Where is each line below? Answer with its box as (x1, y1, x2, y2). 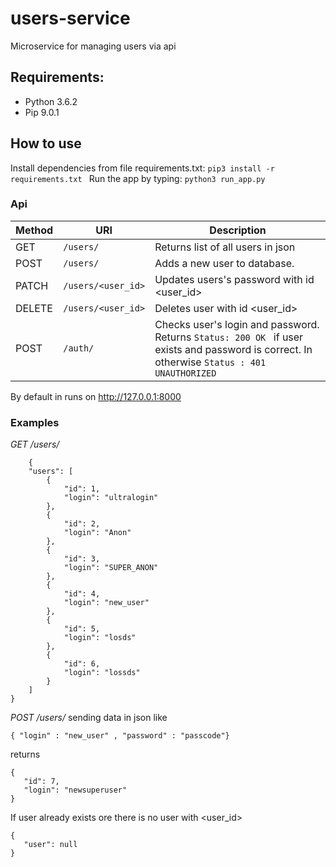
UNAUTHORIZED (154, 367, 217, 379)
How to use (10, 135, 82, 152)
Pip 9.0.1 (24, 106, 60, 118)
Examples (10, 415, 60, 429)
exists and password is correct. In (154, 342, 313, 356)
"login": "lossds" (63, 668, 141, 678)
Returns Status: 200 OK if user (154, 330, 304, 344)
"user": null (23, 840, 78, 850)
